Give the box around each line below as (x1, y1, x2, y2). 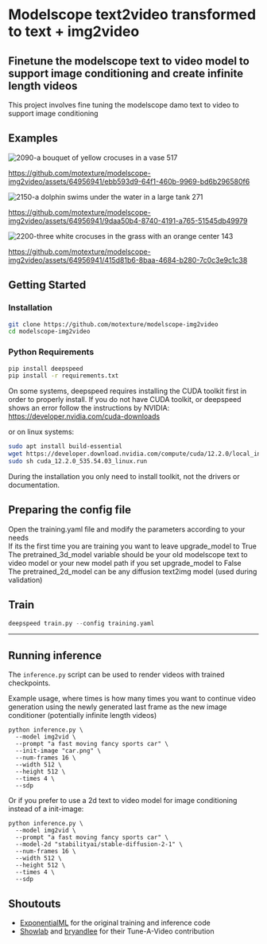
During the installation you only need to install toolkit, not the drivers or (8, 471, 240, 481)
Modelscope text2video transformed (8, 6, 257, 24)
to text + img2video (8, 22, 140, 41)
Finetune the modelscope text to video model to (8, 54, 250, 68)
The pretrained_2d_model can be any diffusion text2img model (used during (8, 567, 257, 576)
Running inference (8, 649, 102, 662)
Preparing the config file (8, 503, 131, 517)
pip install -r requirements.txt (8, 372, 119, 380)
